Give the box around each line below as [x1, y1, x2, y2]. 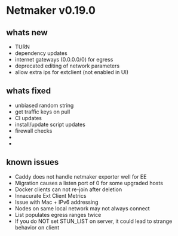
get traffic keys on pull [14, 108, 70, 115]
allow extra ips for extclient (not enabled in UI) [14, 69, 129, 75]
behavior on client [14, 223, 60, 231]
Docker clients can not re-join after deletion [14, 186, 122, 193]
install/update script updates [14, 121, 85, 128]
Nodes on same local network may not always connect [14, 204, 151, 212]
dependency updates [14, 50, 67, 57]
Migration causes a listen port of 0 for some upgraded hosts [14, 179, 163, 186]
